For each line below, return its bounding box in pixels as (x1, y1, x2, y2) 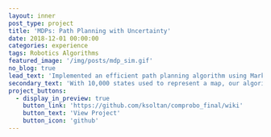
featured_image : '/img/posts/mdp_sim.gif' (8, 57, 153, 65)
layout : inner (8, 11, 56, 20)
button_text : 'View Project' (23, 110, 121, 118)
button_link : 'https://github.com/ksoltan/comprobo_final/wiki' (23, 102, 244, 110)
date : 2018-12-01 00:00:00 (8, 34, 99, 43)
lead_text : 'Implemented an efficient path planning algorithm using (8, 72, 248, 80)
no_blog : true (8, 64, 56, 73)
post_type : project (8, 19, 74, 27)
